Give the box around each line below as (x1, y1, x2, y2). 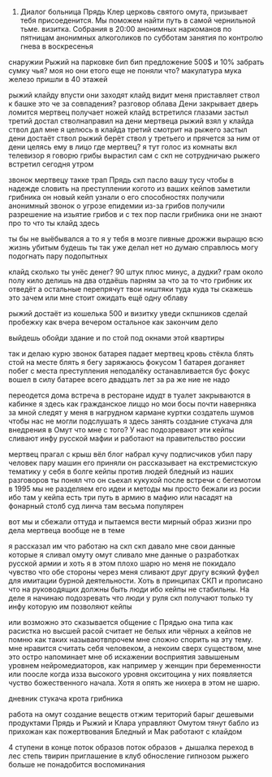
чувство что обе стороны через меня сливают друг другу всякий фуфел (8, 567, 260, 576)
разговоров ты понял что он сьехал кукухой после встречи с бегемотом (8, 475, 261, 484)
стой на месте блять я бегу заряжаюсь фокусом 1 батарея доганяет (8, 358, 245, 367)
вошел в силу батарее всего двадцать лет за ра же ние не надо (8, 375, 230, 384)
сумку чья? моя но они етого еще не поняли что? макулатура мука (8, 66, 242, 76)
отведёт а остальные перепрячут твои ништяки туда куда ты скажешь (8, 284, 253, 293)
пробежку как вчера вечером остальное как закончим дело (8, 317, 218, 327)
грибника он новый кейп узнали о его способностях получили (8, 193, 225, 202)
